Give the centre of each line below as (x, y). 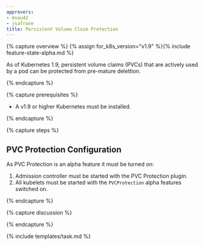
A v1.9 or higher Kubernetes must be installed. (73, 107)
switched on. (31, 189)
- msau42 (17, 18)
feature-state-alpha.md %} (40, 53)
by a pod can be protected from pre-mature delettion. (74, 71)
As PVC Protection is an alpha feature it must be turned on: (80, 164)
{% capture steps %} (33, 130)
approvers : (20, 12)
